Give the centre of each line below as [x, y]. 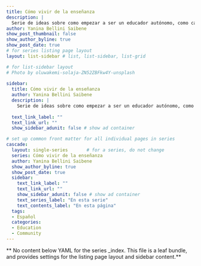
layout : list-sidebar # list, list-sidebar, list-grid [76, 56]
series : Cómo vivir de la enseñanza [57, 155]
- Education [27, 228]
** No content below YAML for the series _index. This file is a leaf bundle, [97, 250]
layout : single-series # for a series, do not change [88, 150]
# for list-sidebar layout [40, 67]
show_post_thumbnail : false [41, 34]
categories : [27, 222]
